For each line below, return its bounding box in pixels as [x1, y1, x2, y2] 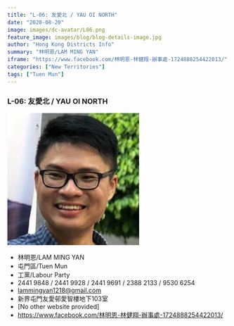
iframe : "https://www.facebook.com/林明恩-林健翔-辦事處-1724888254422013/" [7, 56, 228, 63]
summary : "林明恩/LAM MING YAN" [7, 49, 99, 56]
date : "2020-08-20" [7, 18, 65, 26]
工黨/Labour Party [17, 270, 70, 279]
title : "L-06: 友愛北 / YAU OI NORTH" [7, 11, 118, 18]
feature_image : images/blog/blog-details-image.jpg [7, 34, 162, 41]
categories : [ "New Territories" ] [7, 63, 105, 70]
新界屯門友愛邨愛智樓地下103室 [17, 294, 108, 303]
